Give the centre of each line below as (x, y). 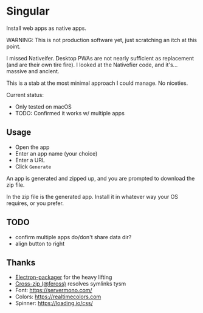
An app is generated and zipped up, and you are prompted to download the (101, 178)
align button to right (40, 243)
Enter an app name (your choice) (56, 153)
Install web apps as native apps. (46, 28)
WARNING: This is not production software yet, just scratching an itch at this (102, 40)
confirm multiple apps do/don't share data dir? (73, 237)
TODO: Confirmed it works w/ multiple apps (70, 113)
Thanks (21, 263)
